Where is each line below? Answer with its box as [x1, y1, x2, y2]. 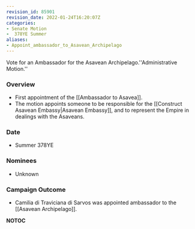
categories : [6, 20, 36, 26]
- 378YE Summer [6, 31, 47, 37]
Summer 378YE [14, 142, 54, 149]
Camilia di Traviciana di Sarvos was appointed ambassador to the [14, 199, 177, 206]
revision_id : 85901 [6, 8, 55, 15]
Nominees [6, 157, 37, 165]
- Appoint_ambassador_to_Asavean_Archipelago [6, 43, 122, 49]
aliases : [6, 37, 28, 43]
